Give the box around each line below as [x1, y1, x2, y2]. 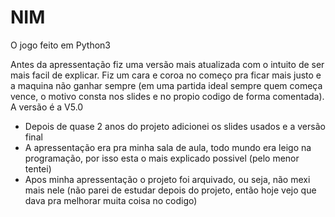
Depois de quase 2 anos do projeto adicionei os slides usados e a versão [24, 120, 326, 132]
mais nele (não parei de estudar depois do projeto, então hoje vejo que [24, 184, 317, 196]
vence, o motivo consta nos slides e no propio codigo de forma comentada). [10, 90, 325, 102]
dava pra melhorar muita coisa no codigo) [24, 194, 198, 206]
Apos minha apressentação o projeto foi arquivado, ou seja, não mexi [24, 173, 311, 185]
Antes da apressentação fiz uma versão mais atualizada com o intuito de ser [10, 58, 325, 70]
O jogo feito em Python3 [10, 39, 111, 51]
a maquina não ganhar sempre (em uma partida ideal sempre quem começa [10, 79, 323, 91]
